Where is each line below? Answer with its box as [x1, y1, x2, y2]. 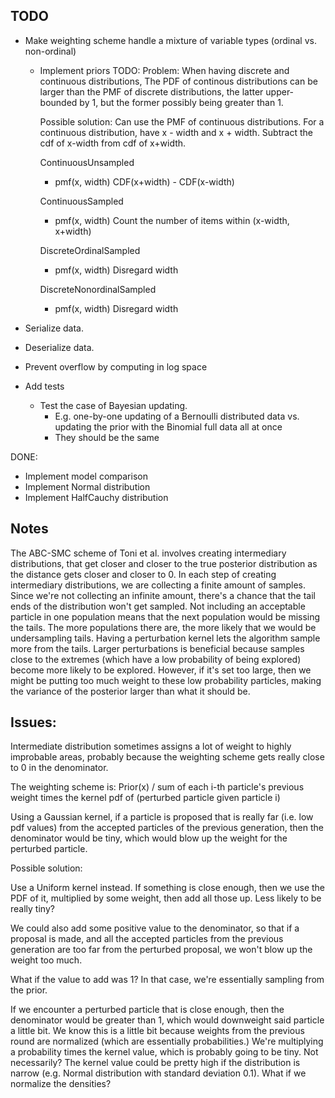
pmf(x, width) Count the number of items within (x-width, [54, 214, 290, 226]
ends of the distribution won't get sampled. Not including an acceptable [10, 600, 306, 612]
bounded [39, 96, 78, 108]
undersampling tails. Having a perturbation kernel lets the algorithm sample [10, 632, 321, 644]
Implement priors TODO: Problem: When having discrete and [39, 64, 290, 76]
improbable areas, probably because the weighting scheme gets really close [10, 751, 325, 763]
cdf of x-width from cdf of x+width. [39, 137, 187, 149]
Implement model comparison [24, 470, 148, 482]
